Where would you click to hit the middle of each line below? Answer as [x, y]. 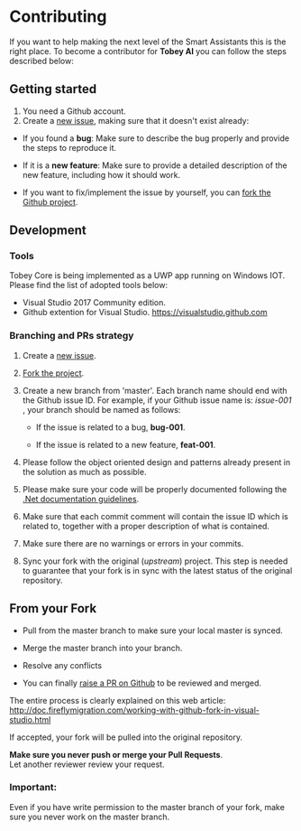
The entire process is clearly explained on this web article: [118, 700]
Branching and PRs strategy [72, 336]
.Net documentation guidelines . [81, 499]
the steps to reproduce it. [69, 147]
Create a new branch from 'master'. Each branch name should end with [155, 390]
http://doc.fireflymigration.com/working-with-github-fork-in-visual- [134, 710]
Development [48, 231]
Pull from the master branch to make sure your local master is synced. [153, 630]
